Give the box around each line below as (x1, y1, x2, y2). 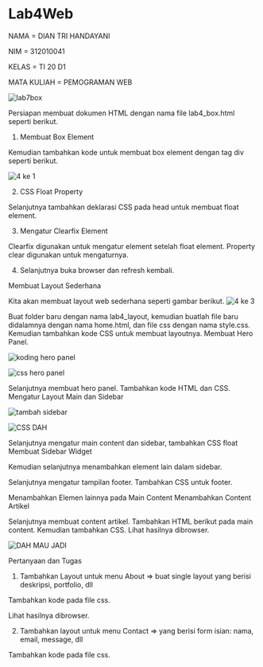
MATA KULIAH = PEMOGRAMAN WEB (8, 77, 133, 87)
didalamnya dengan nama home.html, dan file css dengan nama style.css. (8, 320, 250, 330)
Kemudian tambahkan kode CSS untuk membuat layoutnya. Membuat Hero (8, 328, 253, 338)
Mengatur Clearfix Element (19, 226, 109, 236)
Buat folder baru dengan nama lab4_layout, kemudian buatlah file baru (8, 311, 238, 321)
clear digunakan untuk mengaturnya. (8, 250, 129, 259)
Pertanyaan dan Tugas (8, 556, 82, 565)
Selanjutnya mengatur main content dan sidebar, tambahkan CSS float (8, 438, 238, 447)
